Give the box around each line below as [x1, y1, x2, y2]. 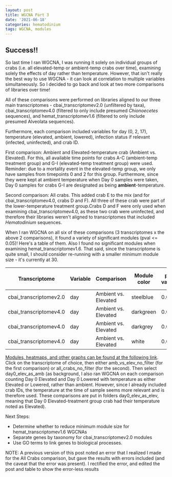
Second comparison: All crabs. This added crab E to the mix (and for [5, 192, 150, 198]
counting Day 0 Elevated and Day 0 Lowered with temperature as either [5, 376, 156, 382]
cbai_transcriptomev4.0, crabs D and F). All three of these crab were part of [5, 197, 165, 204]
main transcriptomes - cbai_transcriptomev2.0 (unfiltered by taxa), [5, 102, 146, 108]
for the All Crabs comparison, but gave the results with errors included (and [5, 455, 165, 461]
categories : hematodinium [5, 22, 60, 27]
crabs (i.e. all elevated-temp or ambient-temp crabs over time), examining [5, 65, 161, 71]
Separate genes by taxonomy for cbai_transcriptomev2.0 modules [12, 434, 153, 440]
